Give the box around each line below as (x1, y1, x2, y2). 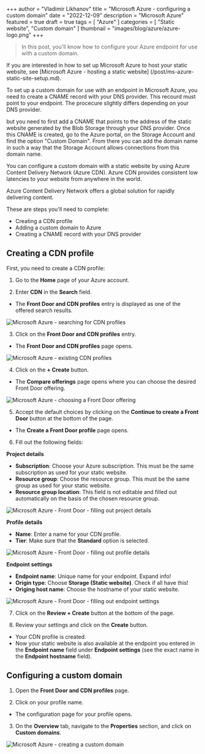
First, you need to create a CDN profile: (6, 264, 105, 272)
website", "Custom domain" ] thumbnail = (6, 25, 111, 32)
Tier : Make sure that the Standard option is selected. (15, 536, 149, 544)
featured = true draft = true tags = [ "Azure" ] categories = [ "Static (6, 18, 175, 25)
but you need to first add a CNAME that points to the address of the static (6, 118, 192, 125)
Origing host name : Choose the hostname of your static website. (15, 585, 180, 593)
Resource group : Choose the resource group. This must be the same (15, 475, 190, 482)
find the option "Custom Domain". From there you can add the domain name (6, 137, 198, 145)
